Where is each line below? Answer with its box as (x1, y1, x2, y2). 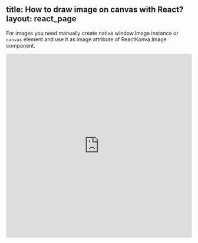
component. (6, 42, 35, 49)
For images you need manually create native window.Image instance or (6, 29, 179, 36)
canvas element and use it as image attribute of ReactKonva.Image (6, 35, 167, 43)
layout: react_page (6, 14, 77, 24)
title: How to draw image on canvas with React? (6, 5, 184, 15)
